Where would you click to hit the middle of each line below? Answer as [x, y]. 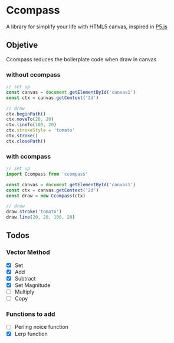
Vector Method [28, 252]
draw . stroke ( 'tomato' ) [34, 212]
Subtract [25, 278]
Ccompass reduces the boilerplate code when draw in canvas [81, 59]
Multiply [24, 292]
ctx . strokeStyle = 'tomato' [41, 130]
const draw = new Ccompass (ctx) [46, 196]
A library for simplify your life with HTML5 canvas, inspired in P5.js [87, 27]
